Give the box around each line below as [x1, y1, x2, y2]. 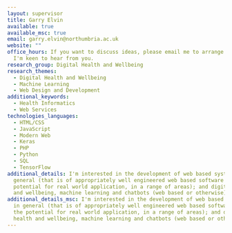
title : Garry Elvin [7, 17, 64, 23]
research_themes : [7, 68, 57, 74]
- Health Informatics [13, 100, 76, 107]
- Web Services [13, 106, 57, 113]
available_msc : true [7, 29, 67, 37]
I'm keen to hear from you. [13, 55, 95, 62]
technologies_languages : [7, 112, 79, 119]
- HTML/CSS [13, 119, 45, 126]
